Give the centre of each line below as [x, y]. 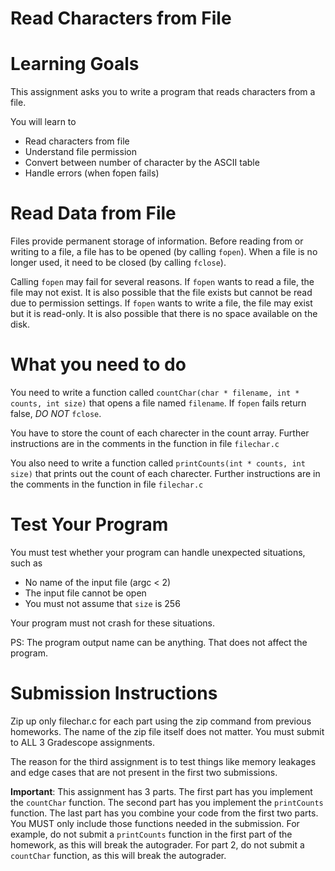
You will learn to [43, 122]
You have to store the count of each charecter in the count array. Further [160, 433]
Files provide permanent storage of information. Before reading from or [157, 241]
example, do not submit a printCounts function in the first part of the [151, 834]
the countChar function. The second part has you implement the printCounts [167, 802]
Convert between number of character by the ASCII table [142, 163]
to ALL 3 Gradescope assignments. [83, 742]
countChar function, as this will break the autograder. [118, 855]
